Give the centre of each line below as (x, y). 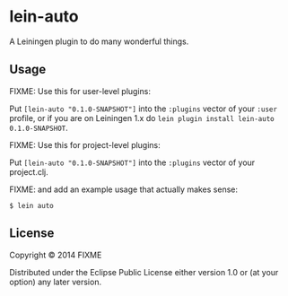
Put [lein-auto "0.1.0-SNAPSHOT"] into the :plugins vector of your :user (144, 109)
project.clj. (29, 171)
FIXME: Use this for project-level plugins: (85, 144)
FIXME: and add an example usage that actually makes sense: (124, 189)
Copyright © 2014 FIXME (56, 255)
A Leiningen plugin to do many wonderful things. (99, 41)
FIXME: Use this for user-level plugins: (80, 91)
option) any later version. (55, 282)
